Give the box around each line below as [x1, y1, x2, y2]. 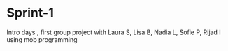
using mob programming [6, 35, 78, 43]
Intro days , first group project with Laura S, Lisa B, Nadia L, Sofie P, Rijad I [6, 28, 221, 36]
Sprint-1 [6, 5, 54, 21]
